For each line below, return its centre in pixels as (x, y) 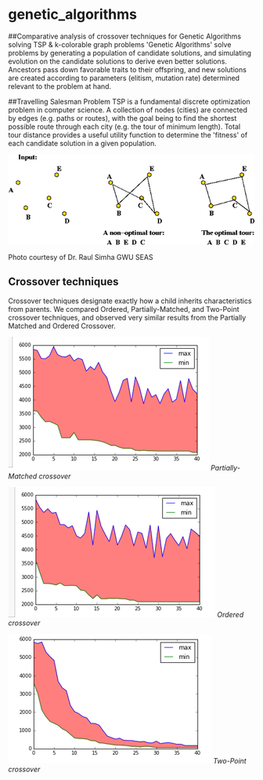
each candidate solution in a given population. (82, 143)
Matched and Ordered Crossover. (62, 326)
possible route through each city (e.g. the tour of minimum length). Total (124, 126)
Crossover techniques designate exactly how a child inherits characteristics (130, 301)
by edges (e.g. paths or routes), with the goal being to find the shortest (122, 118)
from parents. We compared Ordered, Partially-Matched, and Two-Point (124, 309)
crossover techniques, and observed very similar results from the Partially (127, 317)
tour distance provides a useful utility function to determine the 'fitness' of (128, 134)
